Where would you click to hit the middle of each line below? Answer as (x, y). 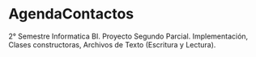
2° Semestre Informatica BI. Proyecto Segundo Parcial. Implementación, (128, 36)
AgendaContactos (71, 14)
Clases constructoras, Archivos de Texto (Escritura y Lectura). (112, 44)
